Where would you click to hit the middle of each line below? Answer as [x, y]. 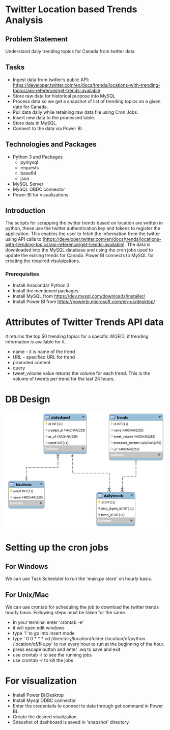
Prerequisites [22, 274]
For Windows [27, 567]
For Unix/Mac [27, 595]
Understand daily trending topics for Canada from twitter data [70, 51]
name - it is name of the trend [44, 351]
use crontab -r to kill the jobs [43, 660]
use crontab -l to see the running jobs [52, 655]
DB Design [28, 399]
